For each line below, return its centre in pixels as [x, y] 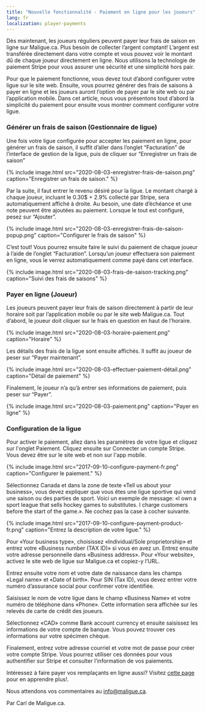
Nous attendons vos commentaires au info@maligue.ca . [77, 692]
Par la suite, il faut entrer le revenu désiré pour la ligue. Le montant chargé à [102, 190]
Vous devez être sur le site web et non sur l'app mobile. [76, 455]
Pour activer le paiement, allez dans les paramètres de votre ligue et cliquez [102, 442]
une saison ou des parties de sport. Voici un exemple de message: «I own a [102, 498]
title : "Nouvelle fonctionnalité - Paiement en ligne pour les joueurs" [101, 12]
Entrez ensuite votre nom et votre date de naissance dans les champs [94, 573]
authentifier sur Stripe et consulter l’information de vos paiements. [90, 661]
